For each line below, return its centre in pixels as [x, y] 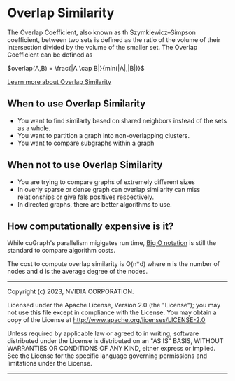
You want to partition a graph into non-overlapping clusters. [104, 135]
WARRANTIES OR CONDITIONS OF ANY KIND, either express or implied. [111, 349]
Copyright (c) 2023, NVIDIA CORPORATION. [71, 291]
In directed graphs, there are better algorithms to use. [95, 204]
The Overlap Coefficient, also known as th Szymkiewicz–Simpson [101, 32]
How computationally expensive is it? [91, 226]
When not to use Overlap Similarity [85, 165]
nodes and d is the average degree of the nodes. [78, 272]
